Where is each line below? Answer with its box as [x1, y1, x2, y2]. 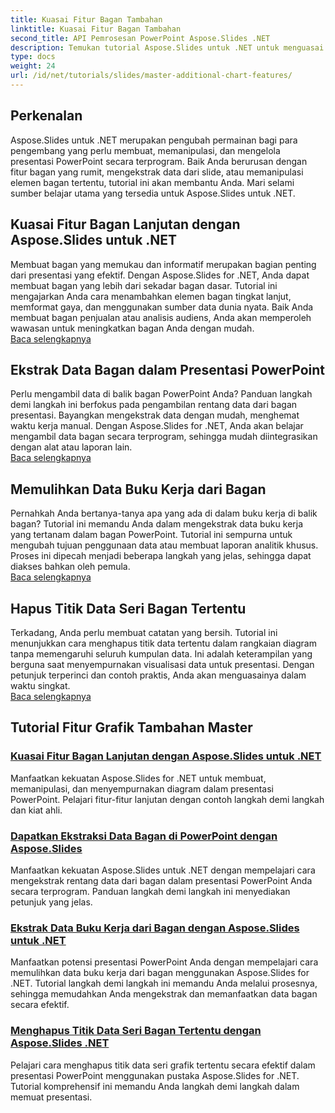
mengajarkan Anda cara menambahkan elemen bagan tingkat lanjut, [10, 290, 292, 302]
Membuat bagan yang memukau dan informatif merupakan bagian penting [10, 258, 317, 270]
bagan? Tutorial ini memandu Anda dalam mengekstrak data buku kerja [10, 518, 304, 530]
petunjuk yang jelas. [10, 896, 93, 908]
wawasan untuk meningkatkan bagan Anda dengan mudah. [10, 322, 255, 334]
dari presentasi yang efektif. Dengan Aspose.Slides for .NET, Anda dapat [10, 269, 310, 281]
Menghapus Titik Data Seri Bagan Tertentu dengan [10, 1024, 262, 1038]
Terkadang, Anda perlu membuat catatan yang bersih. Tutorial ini [10, 626, 278, 638]
